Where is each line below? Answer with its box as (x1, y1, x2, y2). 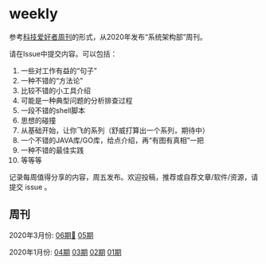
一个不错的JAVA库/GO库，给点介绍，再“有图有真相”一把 (20, 135, 205, 145)
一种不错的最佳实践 (20, 145, 84, 155)
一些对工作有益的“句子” (20, 65, 98, 76)
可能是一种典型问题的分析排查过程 (20, 95, 133, 105)
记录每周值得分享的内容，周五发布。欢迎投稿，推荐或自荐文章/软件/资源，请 (9, 172, 259, 181)
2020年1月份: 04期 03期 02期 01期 (9, 247, 122, 257)
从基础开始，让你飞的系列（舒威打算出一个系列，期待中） (20, 125, 209, 135)
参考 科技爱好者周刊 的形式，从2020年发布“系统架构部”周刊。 (9, 32, 208, 41)
